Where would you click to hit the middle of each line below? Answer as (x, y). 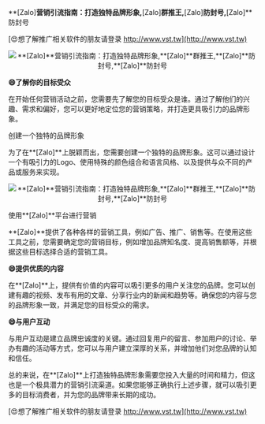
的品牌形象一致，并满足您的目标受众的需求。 (81, 305)
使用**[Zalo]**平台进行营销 (52, 215)
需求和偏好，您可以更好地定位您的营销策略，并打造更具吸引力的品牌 (132, 109)
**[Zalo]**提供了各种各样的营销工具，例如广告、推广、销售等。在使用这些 (130, 232)
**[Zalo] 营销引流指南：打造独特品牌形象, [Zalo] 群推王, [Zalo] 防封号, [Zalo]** (130, 12)
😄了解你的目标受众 (39, 82)
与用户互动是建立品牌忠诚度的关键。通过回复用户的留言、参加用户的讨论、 (129, 338)
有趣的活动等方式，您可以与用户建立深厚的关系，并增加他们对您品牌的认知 (136, 348)
